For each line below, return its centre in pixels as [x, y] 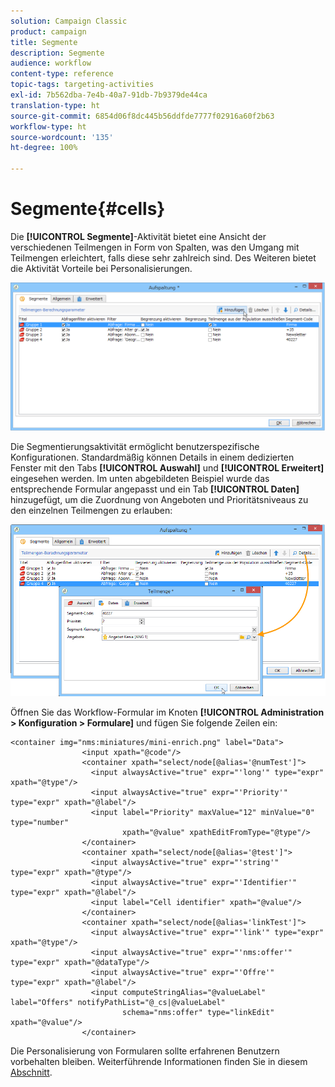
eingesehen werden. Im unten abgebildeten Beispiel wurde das [140, 479]
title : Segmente [44, 42]
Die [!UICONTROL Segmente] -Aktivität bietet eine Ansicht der [138, 236]
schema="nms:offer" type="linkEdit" [198, 1012]
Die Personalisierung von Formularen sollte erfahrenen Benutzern [145, 1051]
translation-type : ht [55, 105]
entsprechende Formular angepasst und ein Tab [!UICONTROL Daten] [155, 489]
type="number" [40, 822]
